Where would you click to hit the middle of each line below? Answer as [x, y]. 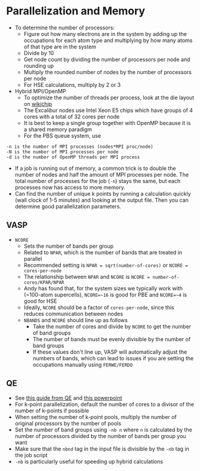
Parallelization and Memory [76, 11]
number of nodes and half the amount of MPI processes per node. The [102, 174]
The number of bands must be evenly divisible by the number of [112, 339]
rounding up [39, 66]
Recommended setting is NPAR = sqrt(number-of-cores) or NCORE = [106, 265]
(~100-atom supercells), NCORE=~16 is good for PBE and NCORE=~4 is [105, 294]
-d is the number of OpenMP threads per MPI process [73, 157]
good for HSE [40, 301]
